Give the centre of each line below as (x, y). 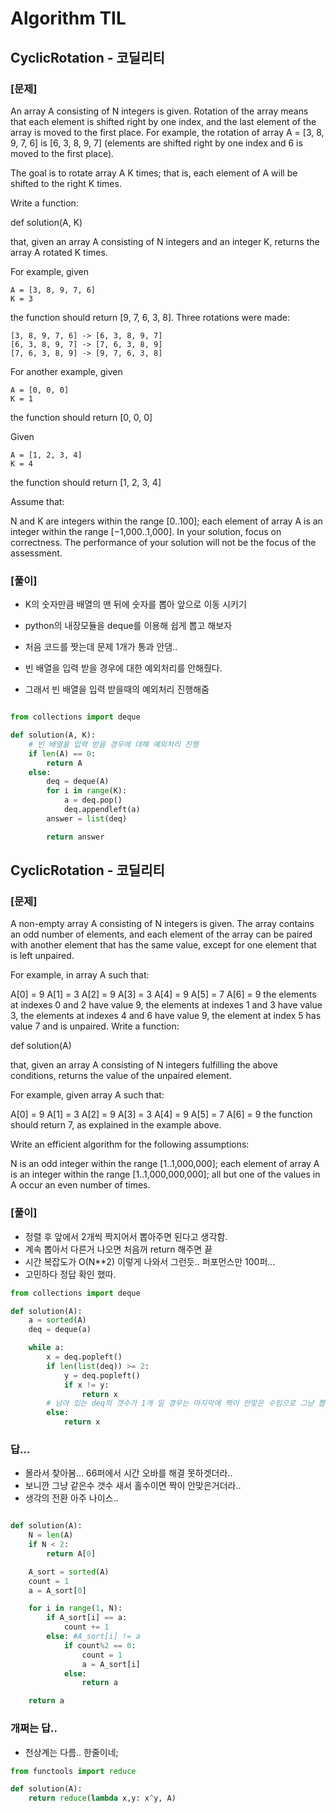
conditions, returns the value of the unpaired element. (121, 1076)
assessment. (36, 553)
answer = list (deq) (87, 818)
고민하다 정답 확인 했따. (70, 1274)
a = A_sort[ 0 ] (57, 1590)
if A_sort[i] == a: (87, 1618)
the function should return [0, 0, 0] (81, 417)
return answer (75, 837)
